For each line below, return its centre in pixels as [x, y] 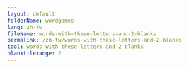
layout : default [31, 14]
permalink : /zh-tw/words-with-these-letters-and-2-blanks [94, 40]
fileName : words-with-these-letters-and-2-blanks [82, 34]
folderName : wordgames [41, 21]
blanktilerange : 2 [34, 54]
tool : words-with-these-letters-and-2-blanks [75, 47]
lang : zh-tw [25, 27]
